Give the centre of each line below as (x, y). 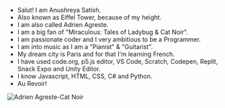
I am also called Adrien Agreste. (63, 25)
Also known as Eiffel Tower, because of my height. (89, 17)
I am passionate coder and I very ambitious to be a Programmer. (109, 39)
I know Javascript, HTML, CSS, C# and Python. (85, 76)
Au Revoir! (32, 83)
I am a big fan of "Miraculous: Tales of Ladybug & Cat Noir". (103, 32)
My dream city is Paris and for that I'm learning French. (96, 54)
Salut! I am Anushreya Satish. (59, 10)
